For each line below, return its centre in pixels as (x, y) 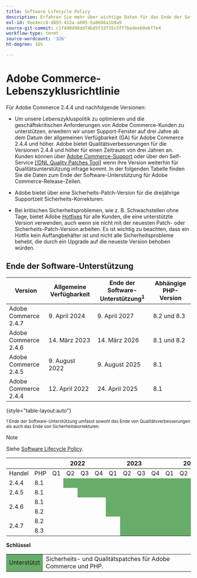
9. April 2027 (116, 316)
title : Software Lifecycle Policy (48, 11)
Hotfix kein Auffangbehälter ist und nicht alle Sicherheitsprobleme (94, 235)
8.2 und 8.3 (169, 316)
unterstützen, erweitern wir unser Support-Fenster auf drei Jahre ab (97, 131)
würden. (25, 248)
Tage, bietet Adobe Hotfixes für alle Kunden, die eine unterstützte (94, 216)
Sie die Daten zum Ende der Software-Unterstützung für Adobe (91, 175)
